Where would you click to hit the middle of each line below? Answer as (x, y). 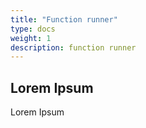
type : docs (33, 29)
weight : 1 (31, 38)
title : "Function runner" (64, 19)
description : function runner (73, 47)
